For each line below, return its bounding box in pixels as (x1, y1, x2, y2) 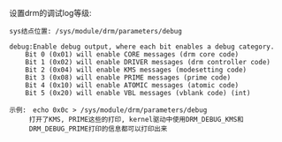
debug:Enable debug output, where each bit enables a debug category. (9, 42, 275, 51)
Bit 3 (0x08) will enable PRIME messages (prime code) (25, 73, 232, 82)
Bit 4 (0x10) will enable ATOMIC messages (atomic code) (25, 81, 240, 90)
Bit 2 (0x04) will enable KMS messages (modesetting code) (25, 65, 248, 74)
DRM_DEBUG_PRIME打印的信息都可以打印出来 (28, 124, 168, 133)
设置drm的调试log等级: (9, 8, 92, 18)
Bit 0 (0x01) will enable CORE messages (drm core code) (25, 50, 240, 59)
